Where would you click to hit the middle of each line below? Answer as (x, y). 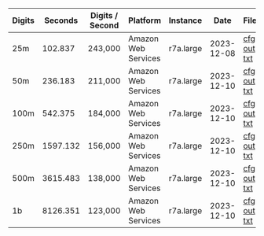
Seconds (61, 20)
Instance (185, 20)
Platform (145, 20)
